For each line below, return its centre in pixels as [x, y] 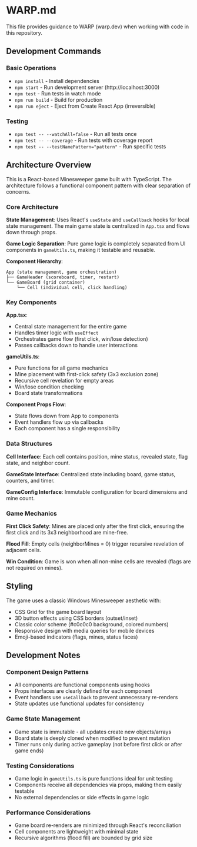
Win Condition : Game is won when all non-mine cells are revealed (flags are [98, 561]
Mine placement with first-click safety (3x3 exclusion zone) [86, 374]
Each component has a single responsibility [67, 429]
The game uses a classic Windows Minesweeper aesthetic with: [84, 600]
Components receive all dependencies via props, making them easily [98, 785]
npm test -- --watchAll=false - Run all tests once [76, 134]
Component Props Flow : [36, 404]
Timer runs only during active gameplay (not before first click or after [98, 744]
